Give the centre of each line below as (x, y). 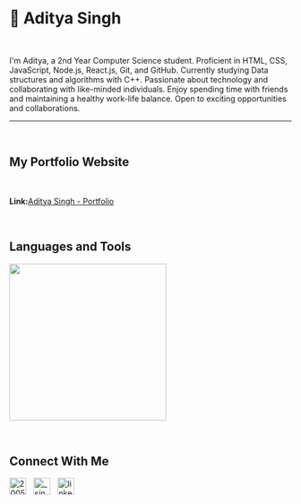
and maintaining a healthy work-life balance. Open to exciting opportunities (148, 99)
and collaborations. (45, 108)
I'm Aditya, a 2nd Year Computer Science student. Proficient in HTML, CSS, (149, 60)
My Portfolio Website (69, 162)
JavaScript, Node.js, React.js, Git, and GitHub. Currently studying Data (139, 70)
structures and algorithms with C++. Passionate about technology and (139, 79)
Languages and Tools (70, 247)
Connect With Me (59, 461)
